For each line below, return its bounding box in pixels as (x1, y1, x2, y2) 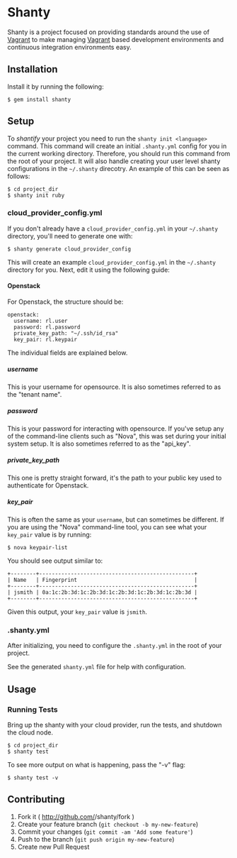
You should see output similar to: (7, 556, 103, 565)
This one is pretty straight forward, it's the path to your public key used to (7, 473, 222, 482)
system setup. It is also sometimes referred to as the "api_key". (7, 439, 191, 448)
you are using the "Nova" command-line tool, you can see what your (7, 522, 207, 531)
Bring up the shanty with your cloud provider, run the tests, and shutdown (7, 720, 222, 729)
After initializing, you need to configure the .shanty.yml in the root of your (7, 642, 222, 650)
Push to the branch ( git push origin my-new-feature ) (17, 835, 175, 843)
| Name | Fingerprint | (7, 576, 198, 583)
